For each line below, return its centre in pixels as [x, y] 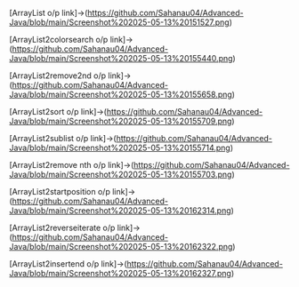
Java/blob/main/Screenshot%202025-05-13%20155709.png [121, 121]
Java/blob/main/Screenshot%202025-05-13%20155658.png [121, 94]
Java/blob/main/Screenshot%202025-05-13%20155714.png [120, 147]
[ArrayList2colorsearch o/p [59, 40]
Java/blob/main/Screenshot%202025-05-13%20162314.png [120, 211]
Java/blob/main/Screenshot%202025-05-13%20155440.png [121, 58]
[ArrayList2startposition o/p [60, 191]
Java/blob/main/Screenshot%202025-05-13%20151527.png [119, 22]
